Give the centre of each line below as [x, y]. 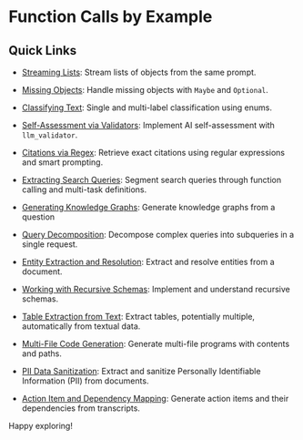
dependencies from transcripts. [81, 408]
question [38, 217]
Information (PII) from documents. [85, 381]
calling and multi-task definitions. [84, 189]
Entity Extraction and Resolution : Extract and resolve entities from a [148, 262]
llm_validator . [50, 135]
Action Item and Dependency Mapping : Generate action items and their [155, 399]
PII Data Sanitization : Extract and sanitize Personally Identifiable [141, 371]
